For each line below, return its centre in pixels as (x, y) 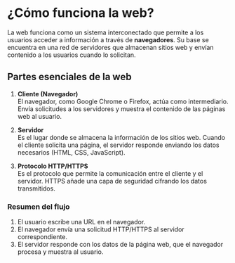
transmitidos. (36, 188)
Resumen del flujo (39, 207)
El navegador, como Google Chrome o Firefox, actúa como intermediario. (123, 101)
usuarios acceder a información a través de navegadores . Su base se (108, 39)
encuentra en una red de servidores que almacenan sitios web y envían (110, 47)
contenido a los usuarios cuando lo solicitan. (72, 55)
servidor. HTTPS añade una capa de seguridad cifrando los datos (112, 181)
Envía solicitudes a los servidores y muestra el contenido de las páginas (121, 109)
